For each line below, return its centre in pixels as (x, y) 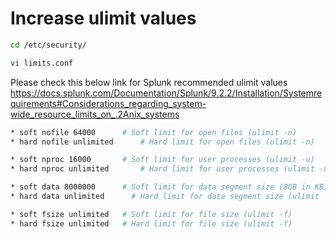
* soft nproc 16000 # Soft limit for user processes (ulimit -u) (162, 160)
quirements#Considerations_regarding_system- (108, 103)
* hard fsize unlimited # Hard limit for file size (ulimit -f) (151, 223)
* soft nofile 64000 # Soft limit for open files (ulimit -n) (154, 132)
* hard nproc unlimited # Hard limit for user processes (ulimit (162, 169)
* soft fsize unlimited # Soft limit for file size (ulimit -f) (151, 214)
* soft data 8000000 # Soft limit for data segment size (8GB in (160, 187)
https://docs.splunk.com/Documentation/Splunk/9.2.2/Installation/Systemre (166, 93)
